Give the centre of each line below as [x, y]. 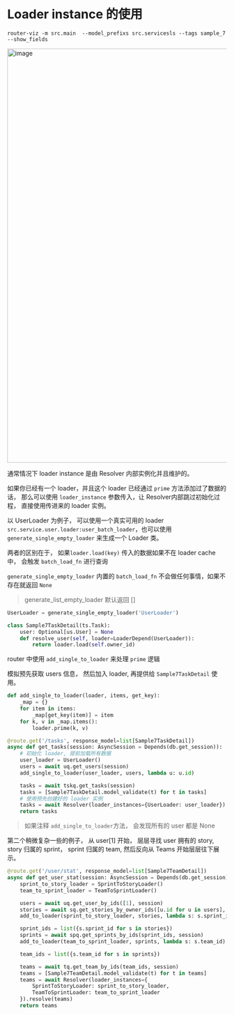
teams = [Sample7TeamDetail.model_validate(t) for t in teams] [114, 973]
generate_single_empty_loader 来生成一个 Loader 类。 [85, 538]
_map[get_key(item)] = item [73, 715]
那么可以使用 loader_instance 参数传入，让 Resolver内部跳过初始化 [117, 497]
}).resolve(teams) [46, 999]
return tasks [39, 812]
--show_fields [28, 39]
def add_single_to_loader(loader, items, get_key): [84, 696]
